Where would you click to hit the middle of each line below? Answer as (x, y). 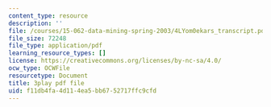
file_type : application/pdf (56, 46)
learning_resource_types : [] (57, 53)
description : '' (35, 23)
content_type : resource (48, 16)
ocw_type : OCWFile (39, 68)
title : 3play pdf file (46, 83)
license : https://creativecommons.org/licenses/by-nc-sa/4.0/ (115, 61)
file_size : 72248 (38, 38)
